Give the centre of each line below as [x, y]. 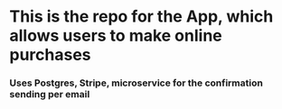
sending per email [50, 95]
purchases [51, 55]
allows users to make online [116, 36]
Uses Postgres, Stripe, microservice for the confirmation [136, 83]
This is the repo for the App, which [141, 17]
